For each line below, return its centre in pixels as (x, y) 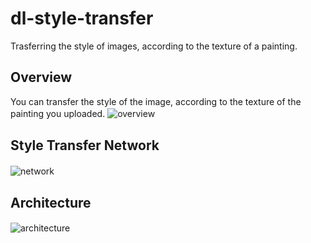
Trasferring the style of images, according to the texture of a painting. (154, 46)
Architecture (51, 202)
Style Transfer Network (85, 145)
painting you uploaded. (58, 113)
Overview (41, 77)
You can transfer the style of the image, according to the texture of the (156, 101)
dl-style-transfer (82, 18)
